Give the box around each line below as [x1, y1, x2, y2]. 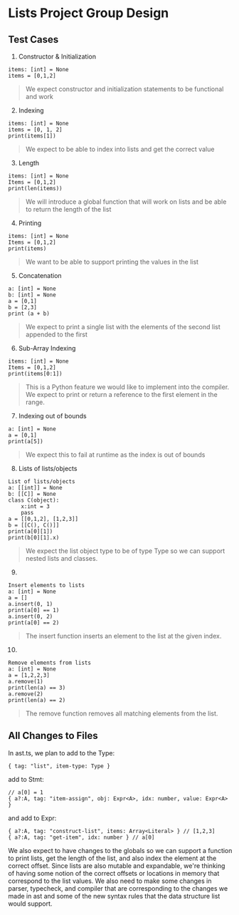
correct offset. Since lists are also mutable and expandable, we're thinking [8, 861, 225, 870]
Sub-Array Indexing [18, 344, 76, 352]
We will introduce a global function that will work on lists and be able [25, 197, 227, 206]
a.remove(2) [8, 691, 43, 698]
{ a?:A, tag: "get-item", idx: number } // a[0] [8, 834, 155, 841]
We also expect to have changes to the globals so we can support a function [8, 846, 233, 854]
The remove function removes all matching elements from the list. [25, 709, 218, 718]
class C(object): [8, 497, 60, 504]
